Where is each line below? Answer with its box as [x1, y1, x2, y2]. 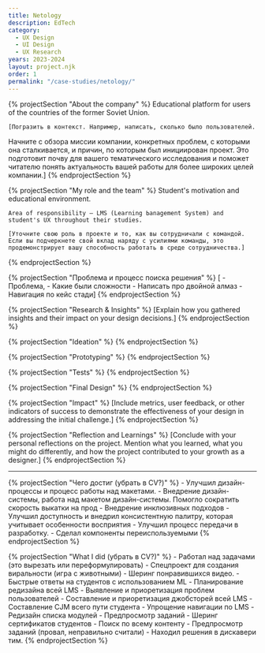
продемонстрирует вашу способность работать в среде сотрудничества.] [8, 244, 245, 252]
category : [8, 26, 41, 34]
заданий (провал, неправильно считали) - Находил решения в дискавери [8, 627, 256, 636]
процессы [8, 486, 42, 495]
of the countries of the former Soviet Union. [8, 107, 150, 117]
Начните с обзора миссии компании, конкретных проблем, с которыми [8, 136, 251, 146]
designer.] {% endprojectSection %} [8, 455, 126, 465]
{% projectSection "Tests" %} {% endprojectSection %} [8, 368, 190, 377]
